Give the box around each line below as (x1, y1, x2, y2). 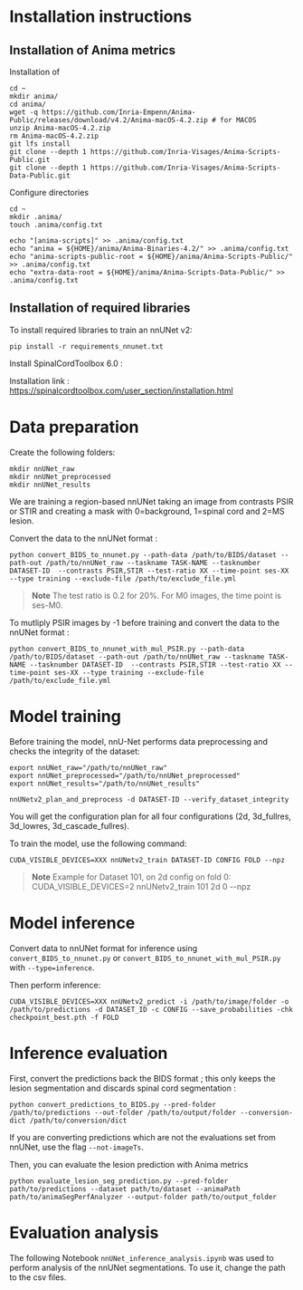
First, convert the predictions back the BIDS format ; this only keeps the (9, 1073, 276, 1083)
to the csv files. (9, 1271, 67, 1283)
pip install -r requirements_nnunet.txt (9, 342, 165, 351)
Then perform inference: (9, 979, 101, 990)
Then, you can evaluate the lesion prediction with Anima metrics (9, 1159, 249, 1170)
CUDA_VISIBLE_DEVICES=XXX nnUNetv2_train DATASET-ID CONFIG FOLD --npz (9, 855, 285, 864)
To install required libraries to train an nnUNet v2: (9, 324, 193, 335)
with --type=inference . (9, 962, 95, 973)
